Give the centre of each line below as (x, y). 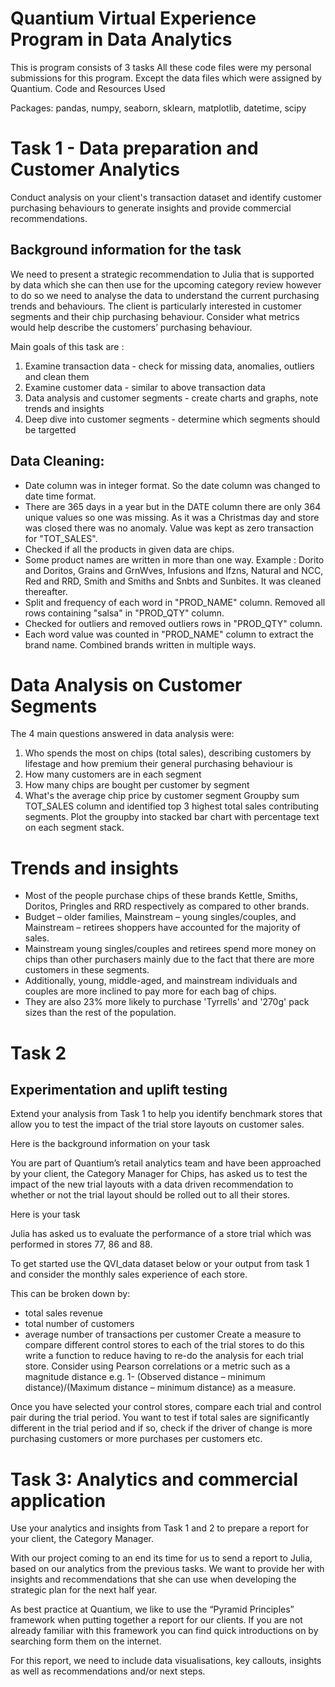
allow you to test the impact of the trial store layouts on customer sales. (157, 1124)
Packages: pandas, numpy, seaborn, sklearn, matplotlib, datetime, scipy (158, 108)
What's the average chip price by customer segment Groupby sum (162, 796)
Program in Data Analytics (121, 39)
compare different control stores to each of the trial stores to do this (164, 1345)
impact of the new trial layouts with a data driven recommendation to (152, 1184)
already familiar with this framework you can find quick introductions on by (164, 1631)
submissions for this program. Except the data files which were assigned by (166, 78)
